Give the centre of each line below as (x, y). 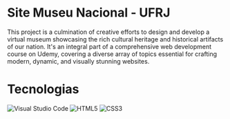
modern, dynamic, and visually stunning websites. (78, 61)
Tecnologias (43, 90)
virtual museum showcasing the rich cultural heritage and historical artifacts (115, 39)
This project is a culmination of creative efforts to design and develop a (108, 32)
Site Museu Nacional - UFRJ (89, 13)
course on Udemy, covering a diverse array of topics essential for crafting (112, 54)
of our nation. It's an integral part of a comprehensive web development (109, 46)
